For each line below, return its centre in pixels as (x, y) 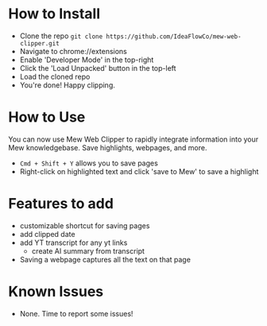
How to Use (47, 117)
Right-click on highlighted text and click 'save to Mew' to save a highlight (139, 171)
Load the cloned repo (55, 76)
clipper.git (39, 43)
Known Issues (56, 292)
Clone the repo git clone (61, 36)
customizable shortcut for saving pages (85, 225)
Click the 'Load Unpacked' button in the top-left (98, 68)
